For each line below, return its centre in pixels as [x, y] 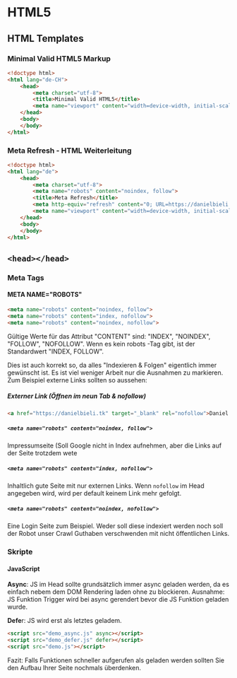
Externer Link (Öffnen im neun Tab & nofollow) [77, 396]
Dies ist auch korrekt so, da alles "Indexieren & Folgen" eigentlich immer [112, 365]
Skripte [20, 552]
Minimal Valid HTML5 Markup [59, 59]
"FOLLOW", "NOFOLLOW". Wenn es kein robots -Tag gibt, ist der [101, 344]
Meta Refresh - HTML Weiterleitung [69, 151]
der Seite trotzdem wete [42, 453]
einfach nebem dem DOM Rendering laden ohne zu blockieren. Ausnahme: [116, 592]
